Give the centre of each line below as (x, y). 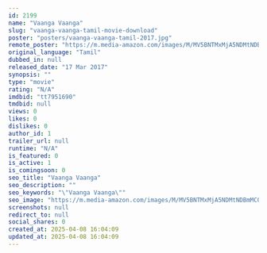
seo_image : (26, 200)
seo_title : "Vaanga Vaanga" (55, 178)
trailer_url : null (39, 141)
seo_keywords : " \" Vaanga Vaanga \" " (67, 192)
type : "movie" (32, 82)
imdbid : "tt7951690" (43, 97)
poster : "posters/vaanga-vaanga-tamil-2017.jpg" (90, 38)
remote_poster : (33, 45)
